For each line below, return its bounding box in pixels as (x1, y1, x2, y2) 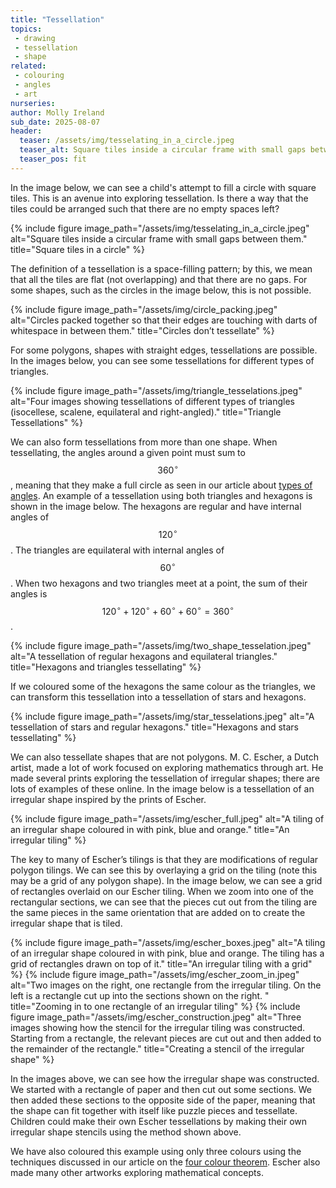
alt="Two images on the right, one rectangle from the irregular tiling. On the (10, 979, 322, 991)
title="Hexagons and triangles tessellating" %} (10, 661, 202, 673)
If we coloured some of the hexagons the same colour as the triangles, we (10, 681, 316, 693)
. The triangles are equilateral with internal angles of (10, 544, 225, 556)
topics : (10, 24, 43, 34)
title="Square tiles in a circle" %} (10, 243, 145, 255)
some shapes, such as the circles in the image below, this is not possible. (10, 284, 312, 296)
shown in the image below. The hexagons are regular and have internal (10, 501, 302, 513)
